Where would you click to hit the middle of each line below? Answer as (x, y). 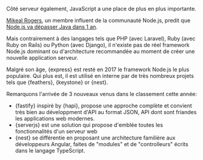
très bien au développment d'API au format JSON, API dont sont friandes (106, 112)
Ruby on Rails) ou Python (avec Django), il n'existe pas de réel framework (98, 45)
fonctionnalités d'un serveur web (56, 131)
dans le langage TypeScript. (50, 151)
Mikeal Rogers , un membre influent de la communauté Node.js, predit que (98, 20)
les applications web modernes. (55, 118)
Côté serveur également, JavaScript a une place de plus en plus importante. (101, 9)
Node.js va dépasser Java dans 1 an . (52, 27)
